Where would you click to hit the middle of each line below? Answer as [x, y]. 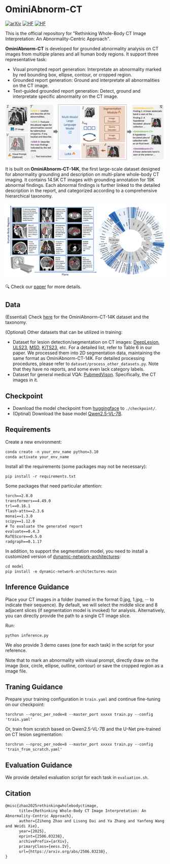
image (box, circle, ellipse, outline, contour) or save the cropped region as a [84, 665]
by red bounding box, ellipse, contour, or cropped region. [72, 74]
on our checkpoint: [25, 705]
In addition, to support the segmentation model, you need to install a [77, 551]
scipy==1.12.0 [20, 521]
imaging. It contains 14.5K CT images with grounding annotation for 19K [80, 180]
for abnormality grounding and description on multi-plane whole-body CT [82, 174]
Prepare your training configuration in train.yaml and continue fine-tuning [83, 699]
